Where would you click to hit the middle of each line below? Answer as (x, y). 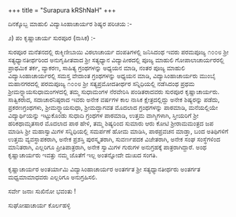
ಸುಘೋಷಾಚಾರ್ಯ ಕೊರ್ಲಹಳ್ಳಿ (39, 205)
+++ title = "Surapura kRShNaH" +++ (62, 10)
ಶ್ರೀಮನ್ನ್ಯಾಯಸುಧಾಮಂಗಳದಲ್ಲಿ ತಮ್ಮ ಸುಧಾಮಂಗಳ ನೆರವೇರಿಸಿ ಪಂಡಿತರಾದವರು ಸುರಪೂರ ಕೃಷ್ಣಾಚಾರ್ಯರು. (114, 92)
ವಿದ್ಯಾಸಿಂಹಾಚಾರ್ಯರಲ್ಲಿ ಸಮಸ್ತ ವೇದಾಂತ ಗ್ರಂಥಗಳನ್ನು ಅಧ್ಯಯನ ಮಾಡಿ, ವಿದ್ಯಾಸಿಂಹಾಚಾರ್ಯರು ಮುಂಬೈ (112, 76)
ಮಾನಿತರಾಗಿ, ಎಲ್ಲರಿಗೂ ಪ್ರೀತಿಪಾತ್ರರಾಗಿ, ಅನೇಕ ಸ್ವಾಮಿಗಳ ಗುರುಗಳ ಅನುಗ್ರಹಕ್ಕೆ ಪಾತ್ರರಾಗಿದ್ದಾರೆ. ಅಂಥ (107, 147)
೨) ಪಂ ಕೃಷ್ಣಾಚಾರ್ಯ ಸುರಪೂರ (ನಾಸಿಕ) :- (52, 38)
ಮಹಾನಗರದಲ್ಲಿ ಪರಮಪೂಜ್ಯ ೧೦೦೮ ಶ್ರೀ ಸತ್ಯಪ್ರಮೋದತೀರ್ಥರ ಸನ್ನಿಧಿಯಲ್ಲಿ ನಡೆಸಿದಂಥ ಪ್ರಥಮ (101, 83)
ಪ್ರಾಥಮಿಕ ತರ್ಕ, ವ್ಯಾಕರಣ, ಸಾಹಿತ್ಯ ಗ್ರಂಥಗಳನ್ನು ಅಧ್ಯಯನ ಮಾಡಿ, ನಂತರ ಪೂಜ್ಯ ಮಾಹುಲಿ (97, 68)
